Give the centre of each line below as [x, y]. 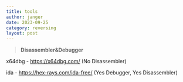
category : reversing [31, 28]
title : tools [22, 11]
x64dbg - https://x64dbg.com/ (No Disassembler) [67, 61]
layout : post [22, 33]
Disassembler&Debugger [52, 50]
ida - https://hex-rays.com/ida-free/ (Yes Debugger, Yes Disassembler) [92, 73]
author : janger [25, 17]
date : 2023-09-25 [27, 22]
